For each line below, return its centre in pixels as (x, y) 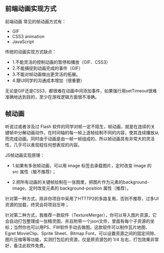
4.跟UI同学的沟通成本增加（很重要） (48, 80)
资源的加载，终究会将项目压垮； (37, 205)
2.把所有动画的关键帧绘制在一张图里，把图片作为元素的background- (81, 182)
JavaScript (23, 42)
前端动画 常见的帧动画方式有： (36, 21)
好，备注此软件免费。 (26, 245)
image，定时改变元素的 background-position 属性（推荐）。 (72, 188)
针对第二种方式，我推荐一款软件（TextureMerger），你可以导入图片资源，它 (81, 215)
